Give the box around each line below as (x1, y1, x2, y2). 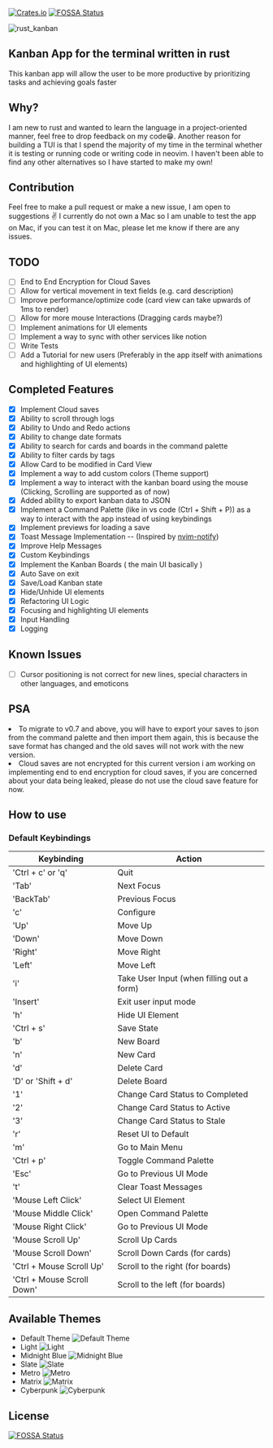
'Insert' (12, 996, 40, 1008)
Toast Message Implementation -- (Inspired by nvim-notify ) (19, 532, 219, 541)
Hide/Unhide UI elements (19, 587, 105, 597)
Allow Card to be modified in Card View (19, 459, 153, 469)
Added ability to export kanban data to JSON (19, 496, 171, 505)
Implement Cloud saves (19, 404, 100, 414)
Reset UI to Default (117, 1128, 189, 1140)
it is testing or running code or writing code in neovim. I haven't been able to (8, 148, 264, 158)
